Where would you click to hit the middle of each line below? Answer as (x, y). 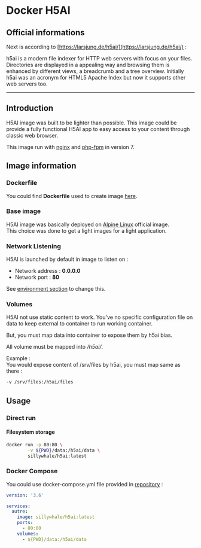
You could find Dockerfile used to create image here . (72, 196)
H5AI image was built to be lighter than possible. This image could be (92, 123)
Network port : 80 (37, 277)
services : (19, 506)
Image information (41, 166)
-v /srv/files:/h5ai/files (40, 382)
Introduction (30, 108)
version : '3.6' (25, 495)
